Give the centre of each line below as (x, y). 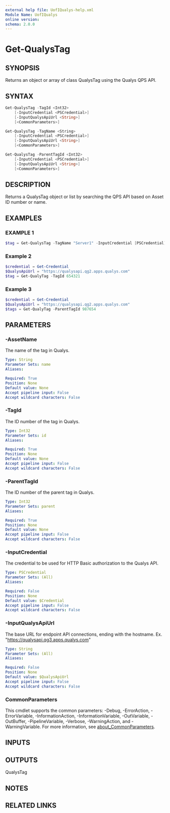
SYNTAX (19, 96)
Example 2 (18, 256)
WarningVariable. (23, 727)
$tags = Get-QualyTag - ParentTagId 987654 (51, 309)
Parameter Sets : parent (30, 506)
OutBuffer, (16, 721)
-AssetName (21, 339)
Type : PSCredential (26, 573)
